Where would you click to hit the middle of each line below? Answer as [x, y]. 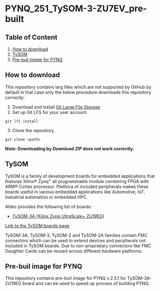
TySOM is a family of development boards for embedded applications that [80, 176]
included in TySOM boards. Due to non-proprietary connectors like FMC [78, 246]
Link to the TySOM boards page [37, 225]
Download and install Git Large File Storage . [57, 107]
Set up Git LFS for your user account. [50, 112]
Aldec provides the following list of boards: [48, 206]
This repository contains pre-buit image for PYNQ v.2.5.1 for [66, 278]
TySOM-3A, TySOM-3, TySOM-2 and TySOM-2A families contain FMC [76, 235]
